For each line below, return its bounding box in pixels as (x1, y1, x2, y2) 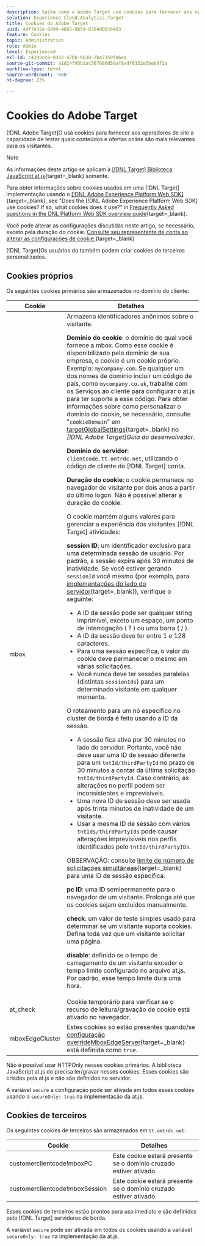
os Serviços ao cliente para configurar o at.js (67, 386, 195, 395)
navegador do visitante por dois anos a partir (67, 483, 195, 492)
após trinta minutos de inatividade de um (77, 804, 194, 813)
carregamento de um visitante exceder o (67, 958, 183, 967)
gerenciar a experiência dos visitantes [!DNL (67, 520, 194, 528)
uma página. (67, 937, 103, 945)
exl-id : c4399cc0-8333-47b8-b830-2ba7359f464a (6, 54, 127, 61)
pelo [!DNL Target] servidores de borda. (6, 1214, 107, 1222)
